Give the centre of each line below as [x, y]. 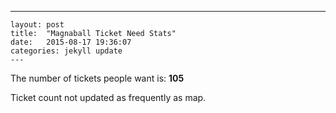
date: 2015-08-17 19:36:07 [71, 42]
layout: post [37, 25]
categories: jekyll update [66, 51]
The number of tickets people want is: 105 [97, 78]
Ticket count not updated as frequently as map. [108, 97]
